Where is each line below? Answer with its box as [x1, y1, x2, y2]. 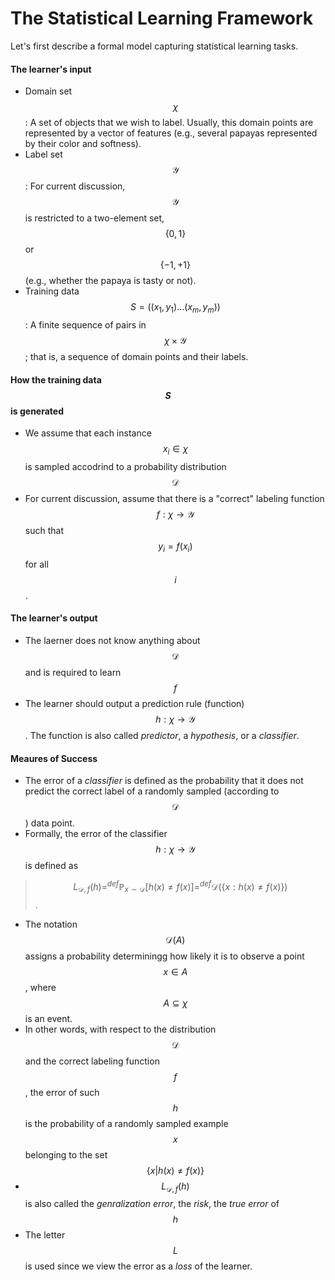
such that [24, 524, 64, 536]
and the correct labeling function [24, 1055, 160, 1067]
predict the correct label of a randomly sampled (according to [24, 785, 280, 797]
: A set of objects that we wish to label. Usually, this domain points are [24, 117, 314, 129]
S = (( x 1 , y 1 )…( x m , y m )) [129, 301, 221, 315]
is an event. [24, 1012, 73, 1024]
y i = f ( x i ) [158, 540, 193, 554]
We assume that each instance [24, 427, 152, 439]
